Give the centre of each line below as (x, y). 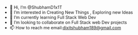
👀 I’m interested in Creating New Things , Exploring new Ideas (71, 12)
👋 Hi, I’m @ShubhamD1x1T (36, 7)
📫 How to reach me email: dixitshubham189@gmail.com (65, 28)
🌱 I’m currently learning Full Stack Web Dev (53, 17)
